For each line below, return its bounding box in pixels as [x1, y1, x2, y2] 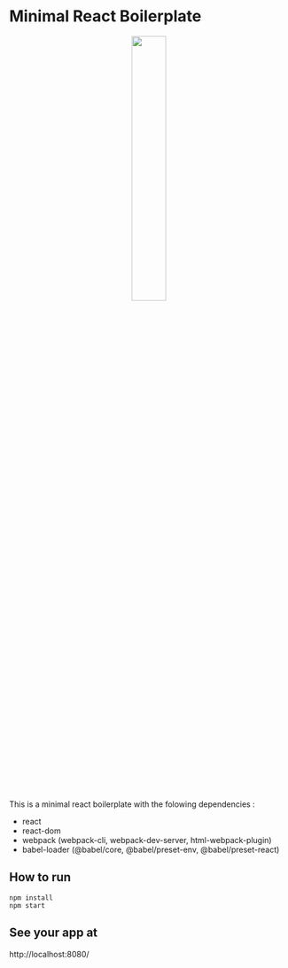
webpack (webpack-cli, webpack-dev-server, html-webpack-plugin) [21, 834, 272, 845]
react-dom [21, 825, 61, 836]
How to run [9, 870, 72, 885]
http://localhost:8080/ [9, 949, 90, 959]
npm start [9, 901, 46, 910]
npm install [9, 893, 53, 902]
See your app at [9, 925, 98, 941]
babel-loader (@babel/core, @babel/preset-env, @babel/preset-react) [21, 844, 280, 855]
